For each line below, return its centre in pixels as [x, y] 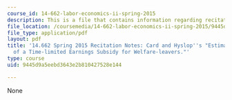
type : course [26, 59]
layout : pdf [24, 39]
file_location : [29, 26]
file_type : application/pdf [48, 33]
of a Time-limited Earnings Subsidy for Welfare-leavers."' [101, 52]
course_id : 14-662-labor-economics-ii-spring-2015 [81, 13]
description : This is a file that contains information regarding [105, 20]
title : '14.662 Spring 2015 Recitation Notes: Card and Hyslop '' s [105, 46]
